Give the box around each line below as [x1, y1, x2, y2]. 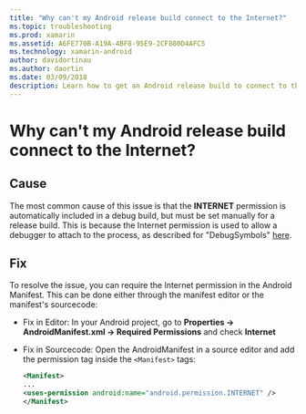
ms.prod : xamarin [9, 30, 76, 39]
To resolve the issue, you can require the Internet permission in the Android [9, 280, 293, 291]
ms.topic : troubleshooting [9, 22, 112, 31]
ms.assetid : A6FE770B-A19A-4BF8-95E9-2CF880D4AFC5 [9, 38, 206, 48]
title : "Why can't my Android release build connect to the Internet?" [9, 13, 287, 23]
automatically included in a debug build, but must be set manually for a [9, 210, 275, 221]
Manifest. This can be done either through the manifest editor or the [9, 289, 264, 301]
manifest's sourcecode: [9, 299, 98, 310]
